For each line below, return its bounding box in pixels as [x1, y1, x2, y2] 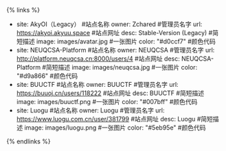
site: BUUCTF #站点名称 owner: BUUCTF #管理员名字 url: [16, 81, 179, 88]
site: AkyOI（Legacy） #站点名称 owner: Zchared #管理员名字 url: [16, 20, 203, 28]
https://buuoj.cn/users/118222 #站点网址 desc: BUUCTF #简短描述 [16, 89, 204, 97]
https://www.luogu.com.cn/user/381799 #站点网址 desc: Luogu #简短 [16, 115, 214, 123]
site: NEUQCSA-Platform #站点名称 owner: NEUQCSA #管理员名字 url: [16, 46, 215, 54]
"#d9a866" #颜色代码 [16, 72, 78, 80]
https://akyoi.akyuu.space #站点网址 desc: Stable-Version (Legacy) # [16, 29, 213, 37]
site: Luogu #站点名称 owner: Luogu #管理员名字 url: [16, 106, 166, 114]
